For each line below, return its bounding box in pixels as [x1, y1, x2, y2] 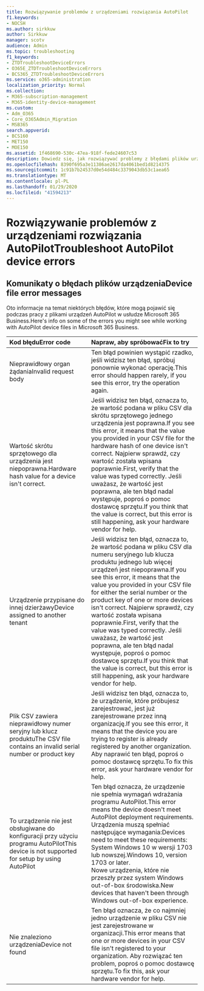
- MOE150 [6, 144, 29, 151]
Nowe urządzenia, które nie [90, 866, 169, 874]
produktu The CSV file [9, 734, 71, 743]
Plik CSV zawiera [9, 712, 58, 720]
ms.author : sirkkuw [6, 26, 56, 32]
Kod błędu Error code [9, 338, 71, 346]
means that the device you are [90, 727, 178, 735]
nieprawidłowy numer [9, 719, 72, 727]
